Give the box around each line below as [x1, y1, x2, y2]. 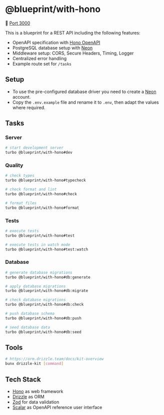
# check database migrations [5, 297, 66, 302]
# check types [5, 173, 35, 178]
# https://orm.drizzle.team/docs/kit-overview [5, 356, 104, 361]
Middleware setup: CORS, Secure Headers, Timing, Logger [12, 50, 134, 56]
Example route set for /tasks [12, 61, 71, 67]
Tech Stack [5, 375, 41, 383]
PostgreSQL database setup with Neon [12, 45, 93, 51]
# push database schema [5, 311, 55, 316]
